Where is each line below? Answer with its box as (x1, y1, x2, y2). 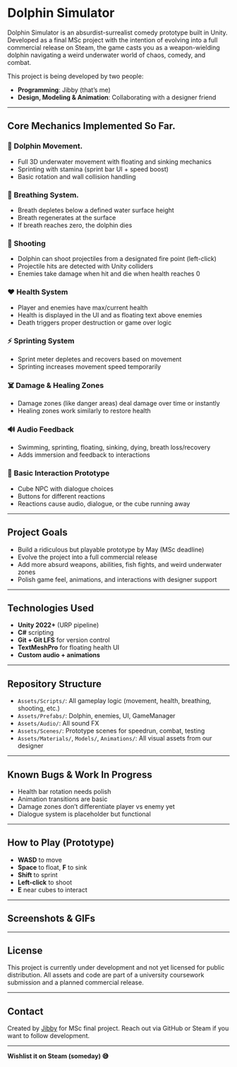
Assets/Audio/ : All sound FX (17, 719, 99, 728)
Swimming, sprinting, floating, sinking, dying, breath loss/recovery (17, 443, 211, 452)
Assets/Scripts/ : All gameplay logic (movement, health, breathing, (17, 697, 212, 705)
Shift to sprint (17, 870, 58, 879)
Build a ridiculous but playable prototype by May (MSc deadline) (17, 545, 205, 554)
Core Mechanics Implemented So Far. (7, 120, 176, 132)
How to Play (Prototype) (7, 837, 115, 849)
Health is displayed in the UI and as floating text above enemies (17, 310, 202, 319)
